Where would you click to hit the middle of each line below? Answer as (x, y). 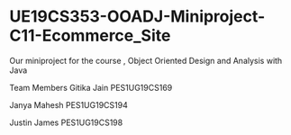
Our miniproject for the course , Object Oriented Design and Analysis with (146, 60)
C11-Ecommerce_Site (90, 36)
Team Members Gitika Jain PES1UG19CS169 (91, 87)
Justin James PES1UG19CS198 (66, 122)
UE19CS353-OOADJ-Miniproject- (137, 17)
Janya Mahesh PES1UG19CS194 (68, 104)
